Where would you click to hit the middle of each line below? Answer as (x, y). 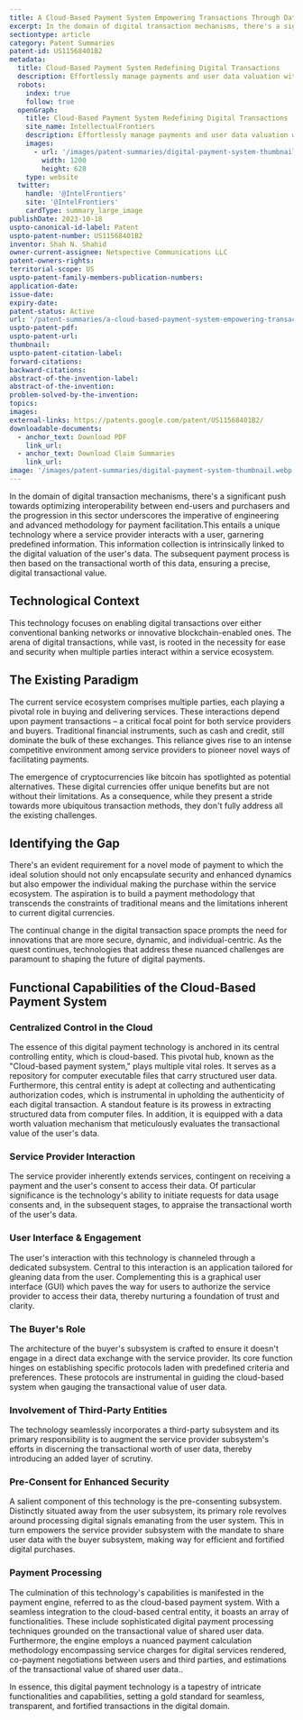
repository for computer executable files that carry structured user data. (143, 1076)
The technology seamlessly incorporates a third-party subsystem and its (144, 1430)
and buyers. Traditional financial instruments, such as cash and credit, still (147, 731)
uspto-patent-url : (44, 336)
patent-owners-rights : (52, 261)
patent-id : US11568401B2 (56, 51)
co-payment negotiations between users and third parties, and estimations (148, 1660)
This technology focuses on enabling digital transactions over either (136, 622)
